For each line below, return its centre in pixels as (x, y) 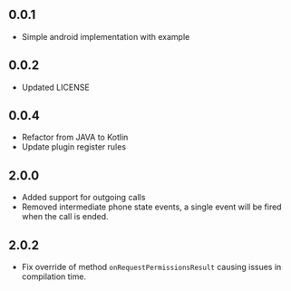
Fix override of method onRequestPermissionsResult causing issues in (151, 267)
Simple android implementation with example (106, 36)
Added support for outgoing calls (83, 198)
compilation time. (54, 276)
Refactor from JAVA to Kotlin (75, 137)
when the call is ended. (65, 217)
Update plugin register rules (74, 147)
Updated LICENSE (55, 87)
